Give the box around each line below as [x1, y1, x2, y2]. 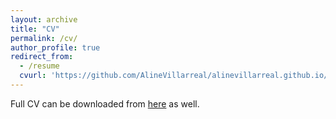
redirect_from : [10, 52, 74, 62]
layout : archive [10, 14, 78, 25]
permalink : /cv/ [10, 33, 78, 43]
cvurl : [19, 71, 47, 81]
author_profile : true [10, 42, 101, 53]
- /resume [19, 61, 60, 71]
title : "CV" [10, 24, 60, 34]
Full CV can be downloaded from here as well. [10, 97, 200, 110]
